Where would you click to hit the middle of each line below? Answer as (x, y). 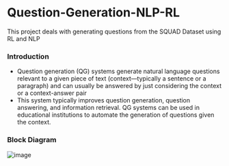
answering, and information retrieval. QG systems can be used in (108, 108)
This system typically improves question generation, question (104, 100)
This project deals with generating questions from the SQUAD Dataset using (114, 31)
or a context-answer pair (52, 93)
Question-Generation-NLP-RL (93, 13)
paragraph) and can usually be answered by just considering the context (119, 86)
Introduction (28, 56)
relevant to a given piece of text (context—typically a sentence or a (111, 79)
